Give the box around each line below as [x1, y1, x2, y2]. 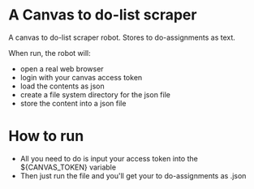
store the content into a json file [19, 98, 127, 108]
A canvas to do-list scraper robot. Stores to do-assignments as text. [8, 32, 235, 42]
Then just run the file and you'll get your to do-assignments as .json [19, 170, 247, 180]
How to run [8, 127, 84, 145]
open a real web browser [19, 63, 104, 74]
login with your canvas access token [19, 72, 143, 82]
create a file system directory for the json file [19, 89, 170, 99]
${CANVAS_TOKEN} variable [19, 162, 116, 172]
